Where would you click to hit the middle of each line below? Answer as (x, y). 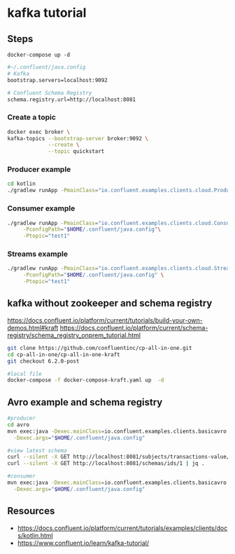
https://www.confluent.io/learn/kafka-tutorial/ (83, 543)
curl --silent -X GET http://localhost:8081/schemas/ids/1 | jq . (106, 464)
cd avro (19, 425)
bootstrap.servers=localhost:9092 (58, 80)
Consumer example (41, 208)
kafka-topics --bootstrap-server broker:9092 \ (78, 138)
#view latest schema (37, 450)
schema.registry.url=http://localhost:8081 (72, 100)
